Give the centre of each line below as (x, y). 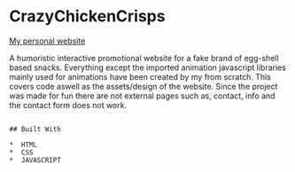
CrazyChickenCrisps (87, 16)
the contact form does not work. (68, 105)
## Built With (35, 129)
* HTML (23, 145)
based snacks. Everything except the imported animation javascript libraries (147, 67)
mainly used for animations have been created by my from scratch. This (140, 76)
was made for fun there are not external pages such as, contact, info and (143, 96)
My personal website (47, 41)
